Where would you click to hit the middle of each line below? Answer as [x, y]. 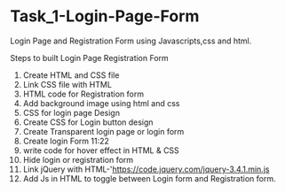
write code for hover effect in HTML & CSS [101, 150]
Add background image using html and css [101, 103]
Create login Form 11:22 [66, 141]
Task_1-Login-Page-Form [105, 16]
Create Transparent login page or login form [103, 131]
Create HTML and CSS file [71, 75]
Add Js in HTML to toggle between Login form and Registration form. [149, 178]
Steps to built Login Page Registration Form [90, 58]
